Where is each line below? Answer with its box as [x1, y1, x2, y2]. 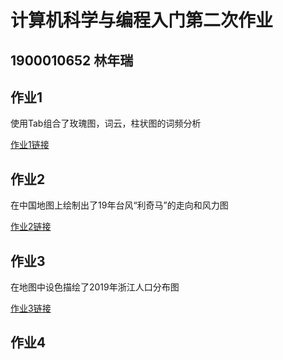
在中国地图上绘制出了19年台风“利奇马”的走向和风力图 [10, 199, 229, 211]
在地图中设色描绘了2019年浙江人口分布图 [10, 281, 180, 293]
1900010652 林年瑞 [10, 52, 134, 69]
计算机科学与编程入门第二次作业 [10, 9, 274, 32]
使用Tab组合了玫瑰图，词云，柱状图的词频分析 [10, 117, 202, 130]
